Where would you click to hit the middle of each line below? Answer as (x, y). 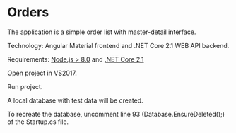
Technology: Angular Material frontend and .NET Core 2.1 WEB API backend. (118, 45)
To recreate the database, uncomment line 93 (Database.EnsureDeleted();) (116, 114)
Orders (28, 12)
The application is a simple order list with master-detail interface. (102, 32)
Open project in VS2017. (42, 73)
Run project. (25, 86)
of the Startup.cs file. (38, 122)
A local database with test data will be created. (75, 100)
